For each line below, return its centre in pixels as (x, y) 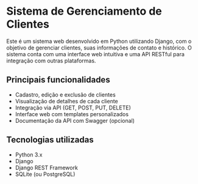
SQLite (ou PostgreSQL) (45, 174)
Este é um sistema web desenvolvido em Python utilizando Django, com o (99, 41)
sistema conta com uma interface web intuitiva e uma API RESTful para (95, 54)
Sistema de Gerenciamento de (84, 11)
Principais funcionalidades (58, 80)
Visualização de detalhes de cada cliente (67, 101)
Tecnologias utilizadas (50, 140)
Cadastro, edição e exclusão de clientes (65, 94)
